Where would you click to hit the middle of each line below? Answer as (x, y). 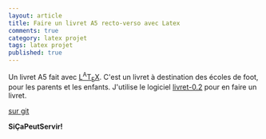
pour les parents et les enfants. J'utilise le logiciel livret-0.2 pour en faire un (133, 87)
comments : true (34, 30)
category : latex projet (48, 38)
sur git (19, 111)
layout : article (35, 16)
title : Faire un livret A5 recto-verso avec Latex (94, 23)
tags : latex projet (41, 46)
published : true (35, 53)
